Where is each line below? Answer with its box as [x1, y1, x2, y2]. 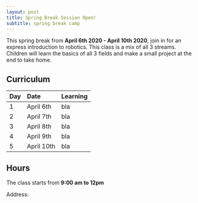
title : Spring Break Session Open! [6, 15, 97, 21]
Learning [61, 92, 88, 101]
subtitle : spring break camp [6, 20, 80, 26]
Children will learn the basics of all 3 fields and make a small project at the [6, 50, 193, 57]
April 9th [27, 132, 52, 141]
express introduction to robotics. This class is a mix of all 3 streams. [6, 43, 176, 51]
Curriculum [6, 74, 50, 84]
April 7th [27, 112, 52, 121]
